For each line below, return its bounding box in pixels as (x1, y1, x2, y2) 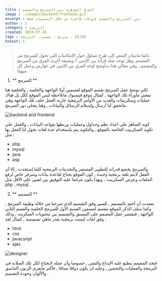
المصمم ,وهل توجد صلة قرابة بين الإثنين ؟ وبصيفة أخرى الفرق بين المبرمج (17, 57, 150, 63)
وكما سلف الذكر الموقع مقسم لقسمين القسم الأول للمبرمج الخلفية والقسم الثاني (5, 205, 151, 211)
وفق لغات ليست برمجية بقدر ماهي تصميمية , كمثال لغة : (5, 216, 106, 222)
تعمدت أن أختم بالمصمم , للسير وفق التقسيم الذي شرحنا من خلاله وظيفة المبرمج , (5, 201, 155, 206)
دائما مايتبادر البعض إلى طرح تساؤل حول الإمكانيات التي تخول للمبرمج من (17, 52, 150, 58)
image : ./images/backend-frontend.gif (5, 12, 86, 17)
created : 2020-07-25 (5, 30, 47, 35)
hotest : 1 (5, 39, 25, 44)
